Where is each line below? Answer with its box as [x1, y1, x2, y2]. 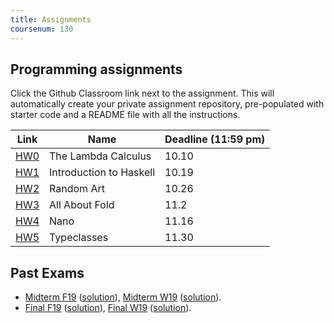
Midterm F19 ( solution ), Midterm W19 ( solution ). [24, 291, 222, 303]
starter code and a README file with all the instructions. [10, 109, 241, 121]
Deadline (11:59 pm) [164, 132, 266, 146]
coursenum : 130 [10, 24, 74, 34]
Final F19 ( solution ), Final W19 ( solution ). [24, 302, 192, 314]
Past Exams [10, 264, 85, 281]
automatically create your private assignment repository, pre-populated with [10, 98, 325, 110]
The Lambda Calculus [49, 149, 152, 163]
